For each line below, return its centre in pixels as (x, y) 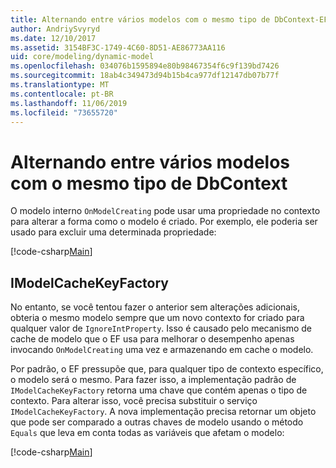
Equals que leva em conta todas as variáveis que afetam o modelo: (147, 433)
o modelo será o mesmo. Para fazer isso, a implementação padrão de (153, 380)
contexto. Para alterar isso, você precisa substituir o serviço (134, 401)
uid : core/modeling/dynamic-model (82, 57)
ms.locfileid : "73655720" (64, 112)
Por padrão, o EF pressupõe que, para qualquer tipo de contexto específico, (167, 369)
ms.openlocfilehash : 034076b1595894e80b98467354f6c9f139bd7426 (145, 66)
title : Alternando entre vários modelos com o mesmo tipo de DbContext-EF (169, 19)
